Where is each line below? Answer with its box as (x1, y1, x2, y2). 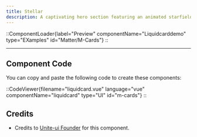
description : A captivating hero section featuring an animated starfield (6, 14, 193, 20)
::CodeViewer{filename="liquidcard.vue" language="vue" (6, 85, 145, 93)
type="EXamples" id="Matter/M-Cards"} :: (6, 36, 108, 43)
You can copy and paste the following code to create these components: (6, 74, 182, 81)
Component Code (6, 59, 72, 68)
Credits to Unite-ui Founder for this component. (14, 124, 130, 132)
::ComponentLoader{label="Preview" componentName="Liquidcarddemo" (6, 30, 186, 37)
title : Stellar (6, 8, 43, 15)
